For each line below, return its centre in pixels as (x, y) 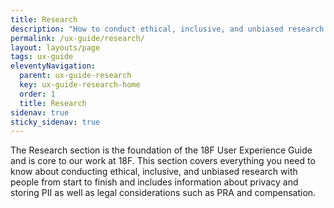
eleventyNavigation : (53, 66)
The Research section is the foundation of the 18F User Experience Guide (161, 150)
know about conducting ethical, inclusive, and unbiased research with (154, 172)
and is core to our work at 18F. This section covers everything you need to (163, 161)
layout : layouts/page (55, 47)
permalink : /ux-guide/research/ (77, 38)
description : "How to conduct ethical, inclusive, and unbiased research (167, 29)
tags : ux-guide (42, 57)
